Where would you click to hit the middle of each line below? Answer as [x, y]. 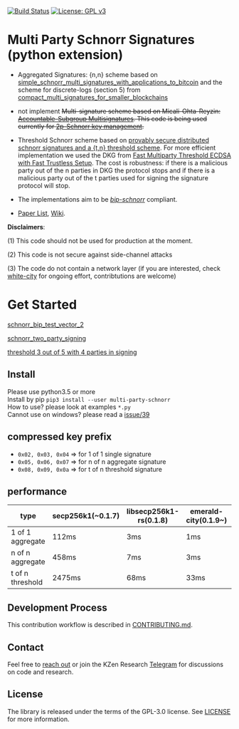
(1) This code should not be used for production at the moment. [100, 241]
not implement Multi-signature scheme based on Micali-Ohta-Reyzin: [119, 111]
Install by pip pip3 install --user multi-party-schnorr [89, 399]
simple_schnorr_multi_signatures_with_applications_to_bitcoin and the [120, 82]
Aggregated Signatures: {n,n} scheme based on [87, 74]
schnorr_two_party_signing [47, 338]
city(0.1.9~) [207, 520]
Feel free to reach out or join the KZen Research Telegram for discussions [116, 664]
